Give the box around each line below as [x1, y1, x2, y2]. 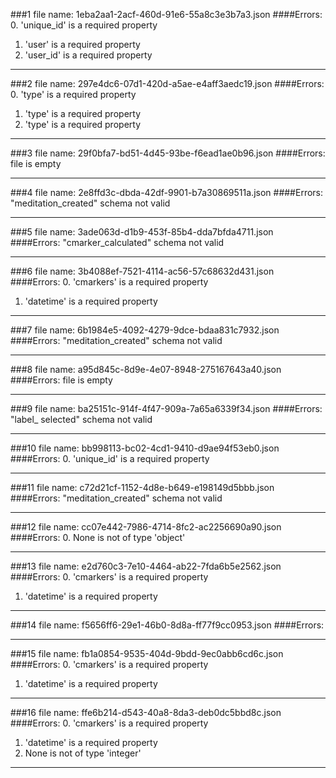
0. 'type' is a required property [10, 89, 137, 100]
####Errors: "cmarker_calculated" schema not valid [10, 237, 225, 248]
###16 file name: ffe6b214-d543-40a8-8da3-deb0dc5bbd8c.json [10, 707, 282, 718]
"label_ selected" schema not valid [10, 414, 153, 425]
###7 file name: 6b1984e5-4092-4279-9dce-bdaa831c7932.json [10, 324, 280, 336]
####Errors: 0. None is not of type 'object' [10, 532, 186, 543]
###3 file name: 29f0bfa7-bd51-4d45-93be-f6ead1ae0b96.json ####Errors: [10, 147, 326, 159]
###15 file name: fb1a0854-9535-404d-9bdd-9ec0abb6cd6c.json [10, 648, 284, 659]
